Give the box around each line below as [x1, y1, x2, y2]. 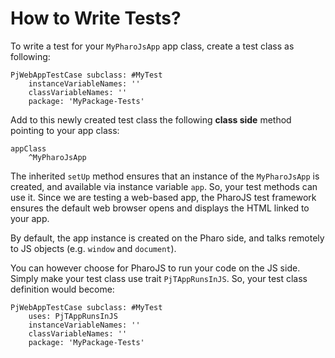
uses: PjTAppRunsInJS [28, 311, 118, 321]
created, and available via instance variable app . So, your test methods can [10, 180, 318, 192]
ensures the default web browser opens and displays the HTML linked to [10, 202, 310, 214]
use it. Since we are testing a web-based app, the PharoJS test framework [10, 191, 317, 203]
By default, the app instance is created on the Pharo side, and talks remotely [10, 232, 325, 244]
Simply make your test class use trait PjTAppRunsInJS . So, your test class [10, 272, 308, 284]
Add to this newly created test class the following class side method [10, 113, 292, 126]
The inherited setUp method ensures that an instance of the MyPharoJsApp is [10, 170, 320, 182]
